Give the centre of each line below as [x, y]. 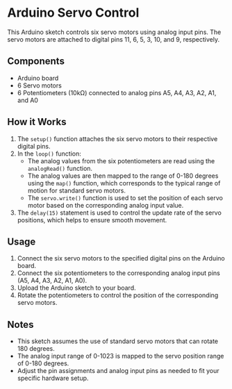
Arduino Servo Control [73, 13]
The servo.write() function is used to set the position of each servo [125, 198]
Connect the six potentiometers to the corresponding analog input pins [118, 273]
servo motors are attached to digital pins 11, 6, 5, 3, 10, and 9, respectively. [114, 39]
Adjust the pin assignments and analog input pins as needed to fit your [118, 371]
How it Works [37, 122]
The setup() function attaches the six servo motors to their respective [117, 139]
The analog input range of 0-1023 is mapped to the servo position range [121, 356]
